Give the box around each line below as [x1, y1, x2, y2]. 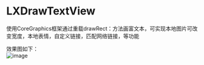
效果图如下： [6, 45, 38, 52]
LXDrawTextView [6, 4, 96, 18]
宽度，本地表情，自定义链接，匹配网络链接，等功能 [11, 32, 140, 40]
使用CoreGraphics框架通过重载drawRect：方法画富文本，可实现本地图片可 [6, 25, 192, 32]
